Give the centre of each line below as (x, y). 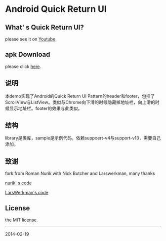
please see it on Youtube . (31, 39)
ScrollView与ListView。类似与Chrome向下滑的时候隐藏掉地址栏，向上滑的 (80, 102)
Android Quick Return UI (56, 9)
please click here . (23, 66)
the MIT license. (21, 220)
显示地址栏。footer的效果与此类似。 (46, 108)
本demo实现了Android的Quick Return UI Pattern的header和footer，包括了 (80, 96)
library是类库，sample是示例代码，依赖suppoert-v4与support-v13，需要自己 (83, 138)
